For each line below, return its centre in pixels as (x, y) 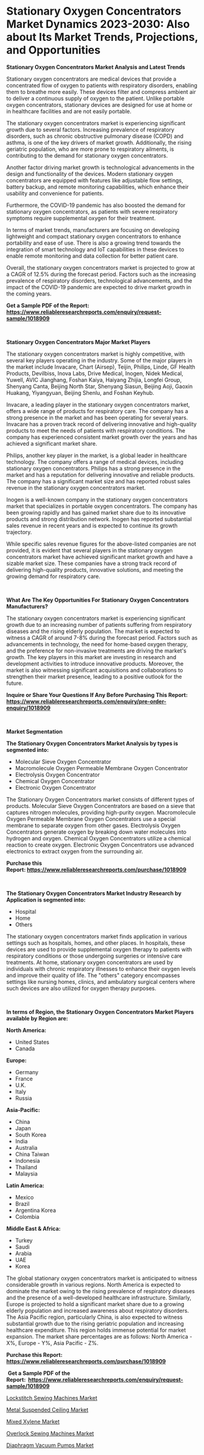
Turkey (24, 1240)
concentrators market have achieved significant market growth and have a (100, 557)
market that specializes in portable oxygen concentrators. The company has (102, 506)
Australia (26, 1147)
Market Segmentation (34, 731)
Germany (26, 1072)
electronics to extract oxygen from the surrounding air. (75, 851)
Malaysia (26, 1174)
